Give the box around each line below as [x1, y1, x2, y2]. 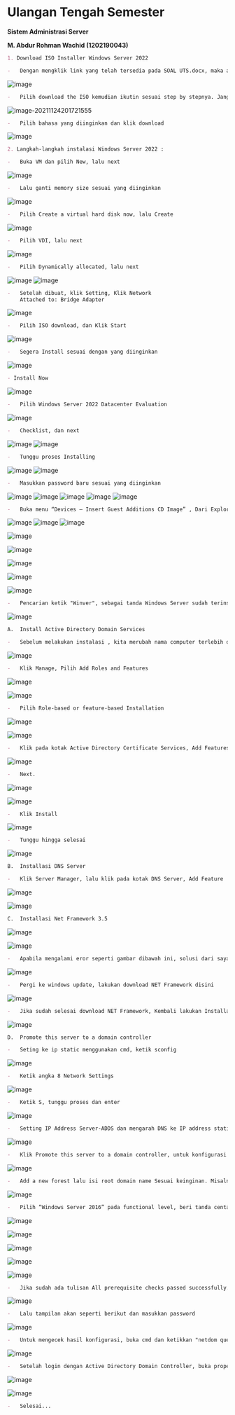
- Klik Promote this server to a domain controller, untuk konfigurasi [7, 1151, 227, 1158]
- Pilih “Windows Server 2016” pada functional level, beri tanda [7, 1203, 211, 1210]
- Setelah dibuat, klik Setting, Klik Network [7, 289, 152, 296]
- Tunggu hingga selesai [7, 836, 86, 844]
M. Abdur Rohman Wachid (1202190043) [7, 41, 129, 49]
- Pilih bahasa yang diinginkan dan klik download [7, 120, 164, 127]
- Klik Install [7, 810, 58, 817]
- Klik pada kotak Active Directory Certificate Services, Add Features [7, 744, 230, 752]
